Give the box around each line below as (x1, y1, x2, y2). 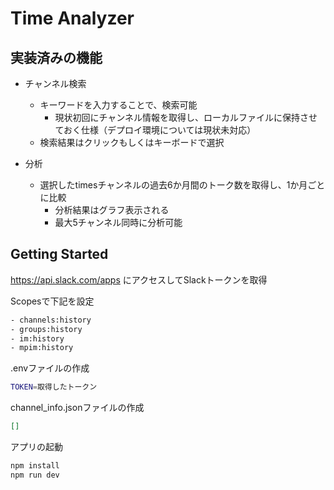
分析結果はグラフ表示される (54, 204, 170, 216)
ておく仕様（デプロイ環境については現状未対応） (54, 124, 257, 136)
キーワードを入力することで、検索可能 (39, 99, 198, 111)
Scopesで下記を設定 (10, 295, 95, 307)
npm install (10, 461, 60, 471)
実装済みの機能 (10, 49, 103, 66)
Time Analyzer (10, 7, 135, 30)
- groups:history (10, 324, 83, 334)
